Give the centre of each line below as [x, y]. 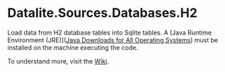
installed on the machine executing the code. [73, 47]
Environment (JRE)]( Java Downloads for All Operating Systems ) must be [113, 40]
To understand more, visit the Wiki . [58, 61]
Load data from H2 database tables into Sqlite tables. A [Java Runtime [110, 32]
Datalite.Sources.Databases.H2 [103, 13]
